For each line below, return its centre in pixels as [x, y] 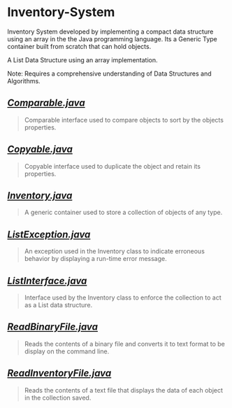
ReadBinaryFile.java [53, 327]
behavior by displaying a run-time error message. [95, 259]
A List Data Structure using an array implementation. [82, 59]
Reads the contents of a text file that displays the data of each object [124, 390]
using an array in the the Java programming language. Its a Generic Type [113, 38]
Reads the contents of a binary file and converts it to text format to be [125, 344]
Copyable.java [40, 149]
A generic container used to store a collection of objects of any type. [123, 212]
